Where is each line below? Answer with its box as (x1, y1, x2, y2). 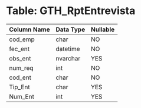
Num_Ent (9, 92, 34, 100)
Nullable (90, 25, 115, 33)
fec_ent (9, 45, 30, 53)
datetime (55, 45, 81, 53)
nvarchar (55, 54, 81, 62)
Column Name (9, 25, 50, 33)
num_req (9, 63, 34, 72)
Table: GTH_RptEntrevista (6, 4, 136, 18)
